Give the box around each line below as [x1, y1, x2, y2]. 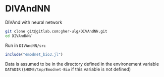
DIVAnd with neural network [5, 19, 62, 25]
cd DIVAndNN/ [5, 33, 32, 38]
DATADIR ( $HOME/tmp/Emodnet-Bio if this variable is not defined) [5, 66, 131, 72]
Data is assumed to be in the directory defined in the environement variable [5, 61, 160, 67]
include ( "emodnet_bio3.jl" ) [5, 52, 63, 57]
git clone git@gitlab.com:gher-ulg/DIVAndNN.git [5, 29, 108, 34]
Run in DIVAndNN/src [5, 42, 46, 48]
